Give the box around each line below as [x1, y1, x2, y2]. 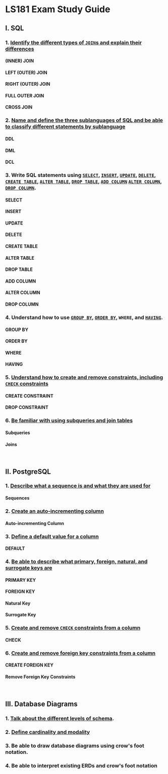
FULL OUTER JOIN [5, 92, 44, 98]
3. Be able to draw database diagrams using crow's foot [5, 742, 145, 749]
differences [5, 45, 34, 52]
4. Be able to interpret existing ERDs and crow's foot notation [5, 762, 157, 769]
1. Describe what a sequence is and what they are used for [5, 482, 151, 489]
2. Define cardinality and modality [5, 728, 90, 735]
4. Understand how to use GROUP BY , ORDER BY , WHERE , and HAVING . [5, 313, 163, 321]
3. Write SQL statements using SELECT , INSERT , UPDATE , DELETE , [5, 171, 156, 179]
